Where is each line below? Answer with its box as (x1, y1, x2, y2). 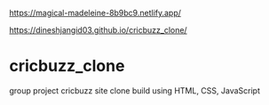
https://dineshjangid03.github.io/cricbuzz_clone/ (9, 25, 188, 35)
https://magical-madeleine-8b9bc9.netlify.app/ (9, 8, 182, 18)
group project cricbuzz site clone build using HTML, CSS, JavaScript (9, 85, 260, 96)
